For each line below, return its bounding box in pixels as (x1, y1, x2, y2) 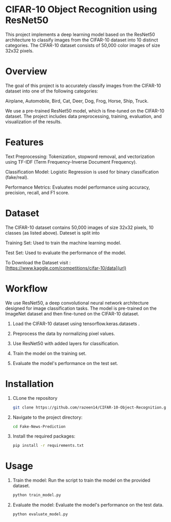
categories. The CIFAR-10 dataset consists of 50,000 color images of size (5, 42, 160, 48)
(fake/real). (5, 174, 29, 180)
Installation (5, 378, 54, 390)
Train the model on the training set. (12, 350, 87, 356)
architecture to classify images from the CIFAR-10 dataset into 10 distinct (5, 37, 158, 43)
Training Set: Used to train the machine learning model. (5, 239, 121, 246)
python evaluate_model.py (12, 512, 68, 517)
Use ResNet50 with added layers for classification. (12, 340, 119, 346)
